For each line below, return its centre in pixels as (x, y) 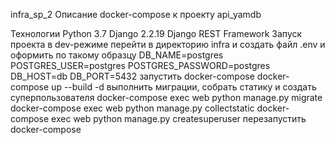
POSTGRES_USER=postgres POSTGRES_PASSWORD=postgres (140, 65)
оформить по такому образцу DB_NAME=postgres (117, 55)
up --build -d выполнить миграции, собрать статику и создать (184, 87)
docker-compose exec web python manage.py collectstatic (132, 108)
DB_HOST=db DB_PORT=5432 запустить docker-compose (132, 76)
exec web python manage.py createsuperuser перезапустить (179, 118)
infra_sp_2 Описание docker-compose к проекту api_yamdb (136, 14)
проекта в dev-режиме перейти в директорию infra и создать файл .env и (168, 44)
